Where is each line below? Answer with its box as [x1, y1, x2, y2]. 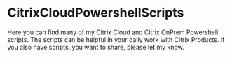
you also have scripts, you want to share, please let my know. [7, 43, 184, 51]
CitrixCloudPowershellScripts [7, 5, 184, 21]
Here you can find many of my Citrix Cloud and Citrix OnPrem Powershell [7, 28, 219, 36]
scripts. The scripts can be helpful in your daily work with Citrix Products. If [7, 35, 225, 43]
